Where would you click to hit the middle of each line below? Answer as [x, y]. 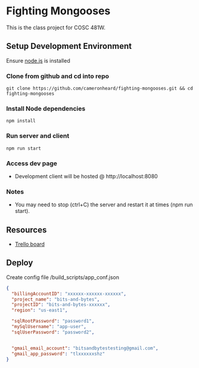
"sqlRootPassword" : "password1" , [53, 321]
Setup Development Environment [69, 46]
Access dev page [32, 163]
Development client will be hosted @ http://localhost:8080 [86, 176]
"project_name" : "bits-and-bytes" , [56, 299]
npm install [21, 121]
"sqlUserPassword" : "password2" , [53, 332]
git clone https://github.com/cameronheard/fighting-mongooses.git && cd [100, 89]
